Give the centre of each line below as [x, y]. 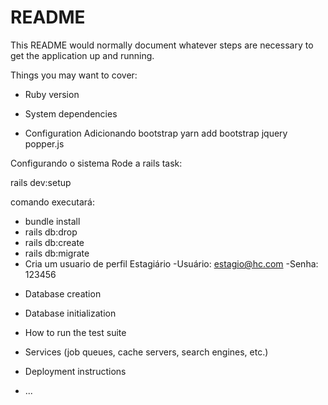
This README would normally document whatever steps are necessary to [162, 45]
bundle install [52, 221]
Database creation [63, 293]
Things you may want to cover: [74, 75]
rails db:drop [51, 232]
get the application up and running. [82, 55]
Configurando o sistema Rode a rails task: [96, 163]
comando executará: [52, 202]
